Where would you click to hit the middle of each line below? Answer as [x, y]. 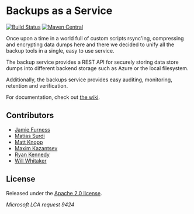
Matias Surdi [30, 136]
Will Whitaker [30, 160]
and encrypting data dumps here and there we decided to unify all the [90, 44]
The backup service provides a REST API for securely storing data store [93, 62]
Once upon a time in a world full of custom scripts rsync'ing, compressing [95, 38]
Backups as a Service [59, 11]
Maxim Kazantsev [36, 148]
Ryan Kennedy [32, 154]
